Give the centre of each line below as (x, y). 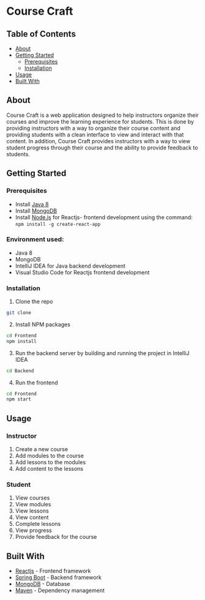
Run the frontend (36, 382)
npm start (19, 399)
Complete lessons (38, 524)
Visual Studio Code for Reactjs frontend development (82, 272)
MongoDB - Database (43, 584)
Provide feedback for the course (56, 537)
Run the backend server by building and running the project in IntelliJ (102, 353)
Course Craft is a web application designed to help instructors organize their (102, 115)
